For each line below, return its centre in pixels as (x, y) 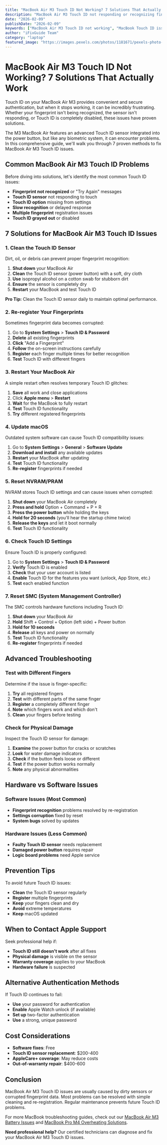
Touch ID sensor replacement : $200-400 (55, 1053)
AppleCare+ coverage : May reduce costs (55, 1059)
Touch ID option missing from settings (52, 202)
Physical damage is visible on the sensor (55, 956)
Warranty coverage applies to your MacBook (59, 961)
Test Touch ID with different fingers (49, 359)
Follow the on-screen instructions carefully (56, 348)
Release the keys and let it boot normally (54, 523)
